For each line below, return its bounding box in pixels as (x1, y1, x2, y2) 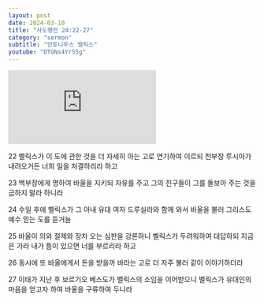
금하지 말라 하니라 (8, 188, 63, 197)
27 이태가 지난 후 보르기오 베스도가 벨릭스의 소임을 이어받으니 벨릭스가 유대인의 (8, 275, 252, 284)
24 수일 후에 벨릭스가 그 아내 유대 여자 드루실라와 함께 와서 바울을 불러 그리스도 (8, 205, 252, 214)
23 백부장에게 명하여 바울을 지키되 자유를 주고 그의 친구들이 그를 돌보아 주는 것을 (8, 178, 256, 188)
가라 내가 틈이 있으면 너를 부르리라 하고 (16, 241, 136, 251)
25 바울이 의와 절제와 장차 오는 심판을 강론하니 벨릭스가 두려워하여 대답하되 (8, 232, 240, 240)
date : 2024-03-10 (8, 19, 65, 27)
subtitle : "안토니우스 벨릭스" (8, 41, 98, 49)
